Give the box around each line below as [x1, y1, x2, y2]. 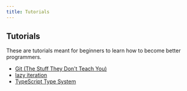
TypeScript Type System [14, 78, 76, 85]
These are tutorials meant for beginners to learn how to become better [6, 47, 181, 54]
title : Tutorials [6, 8, 50, 15]
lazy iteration [14, 72, 48, 79]
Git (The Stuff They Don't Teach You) [14, 65, 107, 72]
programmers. [6, 54, 42, 61]
